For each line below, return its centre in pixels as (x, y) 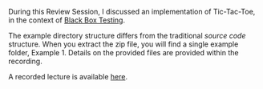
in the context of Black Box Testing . (67, 20)
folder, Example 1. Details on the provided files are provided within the (123, 53)
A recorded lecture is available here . (68, 77)
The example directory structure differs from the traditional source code (127, 36)
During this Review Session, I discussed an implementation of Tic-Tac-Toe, (132, 12)
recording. (25, 61)
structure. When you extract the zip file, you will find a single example (123, 44)
